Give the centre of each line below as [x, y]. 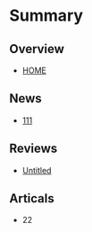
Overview [37, 49]
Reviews [33, 149]
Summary [46, 16]
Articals [32, 199]
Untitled [37, 170]
